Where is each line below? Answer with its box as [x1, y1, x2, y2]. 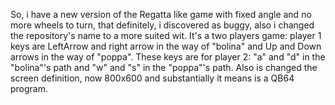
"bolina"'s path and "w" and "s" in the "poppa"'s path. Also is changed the [10, 62, 318, 73]
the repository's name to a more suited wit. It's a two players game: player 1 [10, 30, 322, 41]
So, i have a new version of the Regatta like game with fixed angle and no [10, 9, 312, 20]
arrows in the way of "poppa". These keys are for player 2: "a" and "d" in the [10, 51, 326, 63]
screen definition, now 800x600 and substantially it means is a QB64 [10, 72, 295, 84]
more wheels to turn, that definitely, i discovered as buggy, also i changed [10, 19, 315, 31]
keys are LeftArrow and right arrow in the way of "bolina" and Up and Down [10, 40, 322, 52]
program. [10, 83, 49, 94]
